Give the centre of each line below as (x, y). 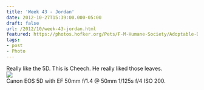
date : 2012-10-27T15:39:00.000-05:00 (54, 18)
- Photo (16, 51)
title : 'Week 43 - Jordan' (40, 12)
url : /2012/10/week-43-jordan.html (51, 29)
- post (15, 46)
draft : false (23, 23)
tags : (13, 40)
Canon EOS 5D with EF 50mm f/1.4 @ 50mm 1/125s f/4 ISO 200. (86, 81)
